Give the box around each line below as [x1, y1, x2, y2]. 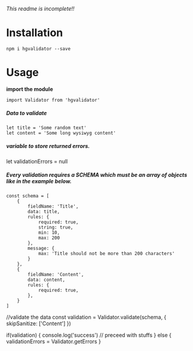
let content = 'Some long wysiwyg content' [6, 130, 117, 136]
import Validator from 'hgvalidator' [6, 97, 100, 103]
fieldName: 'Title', [27, 203, 79, 209]
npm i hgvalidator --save [6, 46, 71, 52]
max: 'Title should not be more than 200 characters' [38, 250, 175, 256]
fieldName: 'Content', [27, 271, 84, 277]
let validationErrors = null [6, 158, 68, 165]
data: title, [27, 208, 60, 214]
